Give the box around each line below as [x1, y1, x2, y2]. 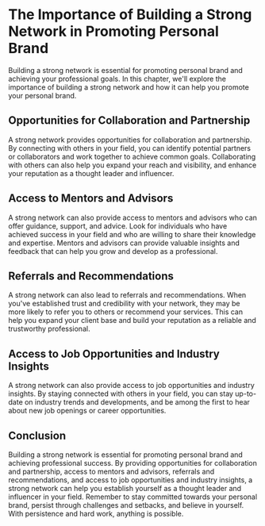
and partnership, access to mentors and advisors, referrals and [8, 466, 215, 476]
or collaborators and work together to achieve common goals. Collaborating [8, 152, 256, 161]
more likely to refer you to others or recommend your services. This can [8, 307, 244, 317]
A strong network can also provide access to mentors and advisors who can [8, 213, 258, 222]
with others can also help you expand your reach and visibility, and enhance [8, 160, 257, 170]
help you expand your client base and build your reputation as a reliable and [8, 316, 256, 325]
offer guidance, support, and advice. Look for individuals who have [8, 221, 228, 231]
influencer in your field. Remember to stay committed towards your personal [8, 492, 258, 501]
